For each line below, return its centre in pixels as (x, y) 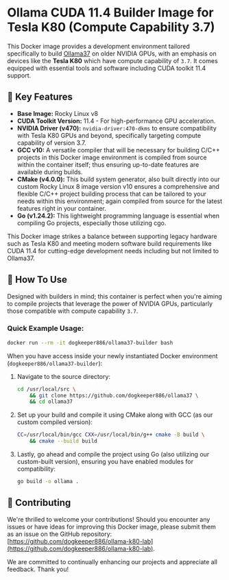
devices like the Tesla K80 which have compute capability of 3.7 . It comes (112, 60)
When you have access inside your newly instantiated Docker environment (112, 356)
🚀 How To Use (37, 280)
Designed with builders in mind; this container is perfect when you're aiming (115, 296)
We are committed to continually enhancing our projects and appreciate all (112, 561)
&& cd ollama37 (51, 402)
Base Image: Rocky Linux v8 (57, 113)
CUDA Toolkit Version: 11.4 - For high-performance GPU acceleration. (116, 121)
